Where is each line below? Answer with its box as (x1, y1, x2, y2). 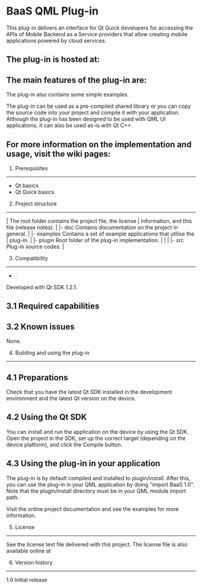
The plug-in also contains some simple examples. (6, 91, 129, 98)
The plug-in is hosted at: (6, 54, 100, 64)
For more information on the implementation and (6, 139, 192, 149)
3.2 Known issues (6, 321, 75, 332)
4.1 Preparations (6, 372, 68, 383)
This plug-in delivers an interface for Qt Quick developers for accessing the (6, 24, 194, 31)
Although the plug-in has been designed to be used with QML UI (6, 116, 166, 123)
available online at (6, 547, 51, 554)
